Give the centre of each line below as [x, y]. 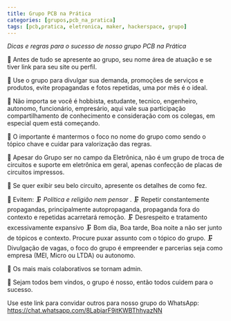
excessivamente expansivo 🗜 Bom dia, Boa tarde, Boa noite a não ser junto [115, 228]
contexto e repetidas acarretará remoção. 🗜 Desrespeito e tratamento [107, 217]
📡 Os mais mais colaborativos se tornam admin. [75, 269]
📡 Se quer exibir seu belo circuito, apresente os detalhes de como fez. [107, 186]
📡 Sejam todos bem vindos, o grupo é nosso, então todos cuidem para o [110, 282]
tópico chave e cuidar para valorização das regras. [80, 144]
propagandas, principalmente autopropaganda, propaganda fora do [103, 209]
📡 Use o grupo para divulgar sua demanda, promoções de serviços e [105, 80]
